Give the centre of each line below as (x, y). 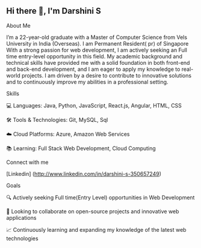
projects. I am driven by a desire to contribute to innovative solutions (106, 75)
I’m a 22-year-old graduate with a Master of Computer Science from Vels (97, 37)
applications (21, 217)
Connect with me (27, 162)
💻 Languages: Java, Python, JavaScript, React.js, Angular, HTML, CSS (94, 105)
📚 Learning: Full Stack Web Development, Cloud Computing (81, 148)
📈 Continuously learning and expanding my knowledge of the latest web (96, 229)
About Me (19, 25)
